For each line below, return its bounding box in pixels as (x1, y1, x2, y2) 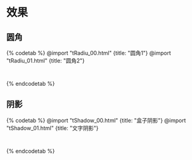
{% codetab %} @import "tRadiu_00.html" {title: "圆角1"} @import (6, 50, 171, 56)
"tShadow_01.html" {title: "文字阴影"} (6, 124, 99, 132)
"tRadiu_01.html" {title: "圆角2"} (6, 57, 85, 64)
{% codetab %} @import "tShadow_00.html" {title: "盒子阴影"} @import (6, 116, 186, 124)
